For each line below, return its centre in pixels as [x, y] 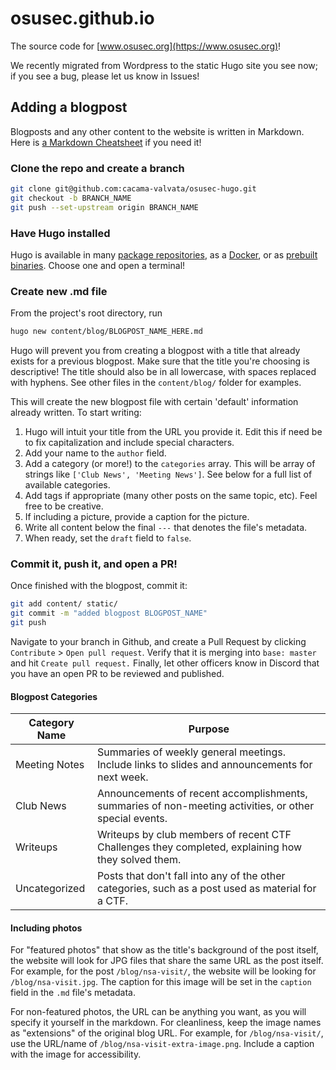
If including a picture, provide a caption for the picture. [137, 517]
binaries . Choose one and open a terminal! [98, 265]
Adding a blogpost [69, 107]
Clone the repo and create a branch [97, 168]
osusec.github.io [82, 18]
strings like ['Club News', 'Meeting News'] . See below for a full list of [168, 474]
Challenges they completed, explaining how [199, 847]
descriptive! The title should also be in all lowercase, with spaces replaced [163, 372]
